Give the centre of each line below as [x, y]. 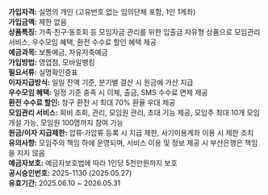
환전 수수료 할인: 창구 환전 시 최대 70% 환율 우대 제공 [92, 102]
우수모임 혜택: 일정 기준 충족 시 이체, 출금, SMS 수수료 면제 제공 [108, 92]
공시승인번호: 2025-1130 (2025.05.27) [70, 173]
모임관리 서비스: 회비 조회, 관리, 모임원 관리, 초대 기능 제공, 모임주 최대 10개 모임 [134, 112]
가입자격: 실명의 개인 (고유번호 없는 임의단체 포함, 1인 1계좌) [102, 12]
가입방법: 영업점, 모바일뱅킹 [52, 62]
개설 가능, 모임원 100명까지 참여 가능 [66, 122]
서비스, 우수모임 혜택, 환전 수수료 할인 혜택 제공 [83, 42]
